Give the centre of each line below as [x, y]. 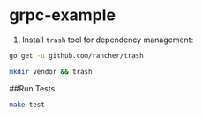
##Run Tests [32, 88]
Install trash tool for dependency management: [108, 40]
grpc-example [63, 15]
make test [27, 105]
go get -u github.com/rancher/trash [76, 55]
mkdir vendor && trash [51, 71]
